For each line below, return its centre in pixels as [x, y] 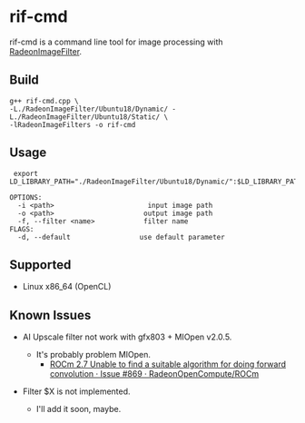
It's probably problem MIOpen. [93, 355]
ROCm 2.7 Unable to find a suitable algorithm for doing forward [168, 364]
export [26, 173]
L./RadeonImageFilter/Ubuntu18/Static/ [85, 117]
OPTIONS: [26, 197]
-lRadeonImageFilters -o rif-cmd [73, 124]
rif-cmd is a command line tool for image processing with [116, 42]
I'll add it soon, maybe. [79, 409]
